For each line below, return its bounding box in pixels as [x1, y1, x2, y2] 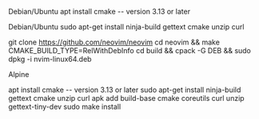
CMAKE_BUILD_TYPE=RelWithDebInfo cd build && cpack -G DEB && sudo [8, 46, 252, 55]
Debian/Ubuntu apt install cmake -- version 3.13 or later [8, 7, 190, 16]
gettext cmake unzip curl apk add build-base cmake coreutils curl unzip [8, 94, 245, 102]
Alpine [8, 70, 30, 79]
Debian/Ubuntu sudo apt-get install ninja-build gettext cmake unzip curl [8, 22, 245, 31]
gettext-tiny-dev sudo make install [8, 102, 122, 111]
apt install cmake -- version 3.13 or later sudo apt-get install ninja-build [8, 85, 241, 94]
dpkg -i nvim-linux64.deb [8, 55, 92, 63]
